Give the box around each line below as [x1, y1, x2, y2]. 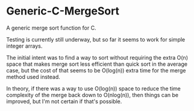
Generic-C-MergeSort [6, 4, 119, 18]
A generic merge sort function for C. [6, 24, 96, 31]
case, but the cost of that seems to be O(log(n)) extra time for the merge [6, 66, 186, 74]
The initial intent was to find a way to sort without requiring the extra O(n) [6, 54, 189, 61]
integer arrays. [6, 42, 43, 49]
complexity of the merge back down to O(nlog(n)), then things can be [6, 91, 179, 98]
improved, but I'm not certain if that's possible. [6, 98, 122, 105]
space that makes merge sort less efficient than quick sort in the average [6, 60, 188, 68]
